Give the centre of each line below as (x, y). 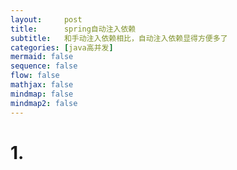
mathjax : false (42, 85)
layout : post (46, 19)
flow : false (35, 76)
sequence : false (44, 66)
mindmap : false (42, 94)
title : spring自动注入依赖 (73, 29)
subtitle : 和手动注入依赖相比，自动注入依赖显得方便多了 (119, 38)
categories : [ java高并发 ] (62, 47)
